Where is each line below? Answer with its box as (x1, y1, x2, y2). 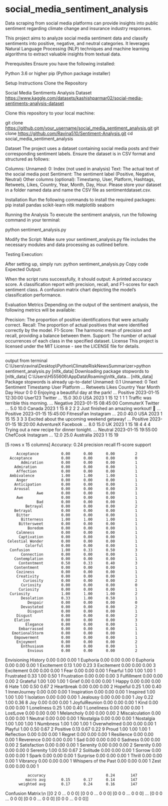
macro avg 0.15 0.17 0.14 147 (25, 777, 137, 782)
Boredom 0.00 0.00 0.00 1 (27, 525, 137, 530)
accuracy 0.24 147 (27, 772, 137, 778)
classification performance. (5, 291, 62, 298)
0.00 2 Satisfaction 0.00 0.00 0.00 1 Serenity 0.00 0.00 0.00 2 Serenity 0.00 (5, 741, 161, 748)
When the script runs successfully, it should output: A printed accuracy (5, 276, 151, 282)
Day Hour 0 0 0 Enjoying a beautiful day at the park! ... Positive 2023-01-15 (5, 389, 159, 395)
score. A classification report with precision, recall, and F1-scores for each (5, 281, 158, 287)
